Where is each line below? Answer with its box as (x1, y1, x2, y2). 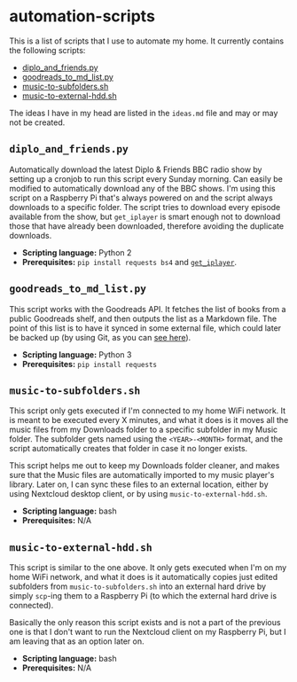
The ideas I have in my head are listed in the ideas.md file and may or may (9, 107, 278, 118)
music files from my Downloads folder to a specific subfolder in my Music (9, 424, 278, 435)
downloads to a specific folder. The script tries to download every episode (9, 201, 281, 212)
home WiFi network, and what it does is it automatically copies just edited (9, 572, 277, 583)
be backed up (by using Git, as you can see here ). (9, 332, 191, 342)
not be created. (9, 117, 66, 128)
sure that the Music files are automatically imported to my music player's (9, 470, 275, 481)
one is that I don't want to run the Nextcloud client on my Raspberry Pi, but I (9, 627, 286, 638)
